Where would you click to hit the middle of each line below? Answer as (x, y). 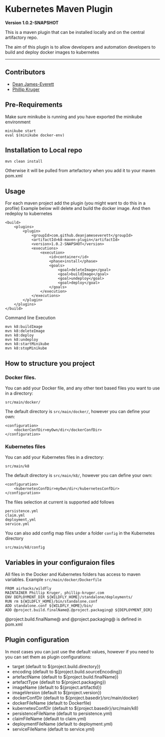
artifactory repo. (22, 37)
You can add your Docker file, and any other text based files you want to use (82, 388)
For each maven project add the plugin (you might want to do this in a (75, 203)
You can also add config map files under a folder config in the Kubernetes (80, 533)
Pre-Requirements (34, 105)
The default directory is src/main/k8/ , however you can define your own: (79, 475)
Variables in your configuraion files (60, 562)
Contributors (25, 72)
